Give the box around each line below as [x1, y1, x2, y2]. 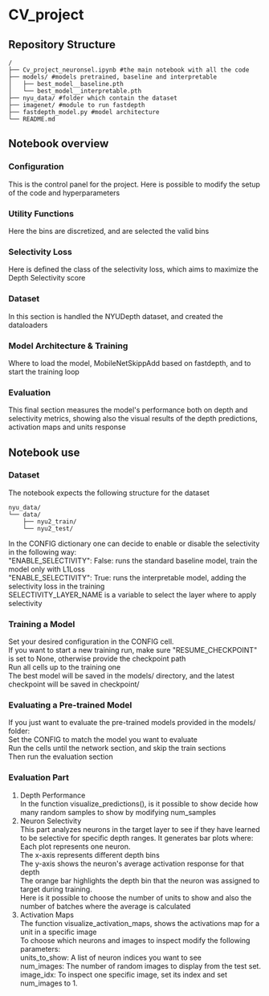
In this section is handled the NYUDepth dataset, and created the [8, 311, 223, 321]
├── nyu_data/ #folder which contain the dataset [8, 94, 178, 102]
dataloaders [8, 320, 48, 330]
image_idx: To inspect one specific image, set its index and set [19, 969, 227, 979]
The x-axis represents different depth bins [19, 850, 161, 859]
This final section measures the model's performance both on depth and [8, 405, 248, 415]
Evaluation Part [8, 772, 70, 783]
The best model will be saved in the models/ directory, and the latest [8, 671, 235, 681]
